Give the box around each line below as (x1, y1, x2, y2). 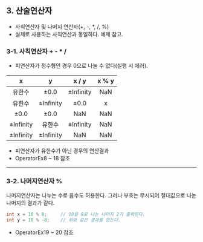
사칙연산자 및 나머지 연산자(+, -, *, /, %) (14, 23, 109, 30)
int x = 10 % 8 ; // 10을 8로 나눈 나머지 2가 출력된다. (6, 211, 146, 218)
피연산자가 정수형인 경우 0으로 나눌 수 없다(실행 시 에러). (14, 62, 148, 70)
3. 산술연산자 (6, 5, 53, 16)
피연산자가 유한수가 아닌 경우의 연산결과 (14, 147, 109, 154)
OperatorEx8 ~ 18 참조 (14, 155, 71, 162)
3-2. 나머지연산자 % (6, 177, 62, 186)
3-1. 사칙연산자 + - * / (6, 47, 67, 56)
